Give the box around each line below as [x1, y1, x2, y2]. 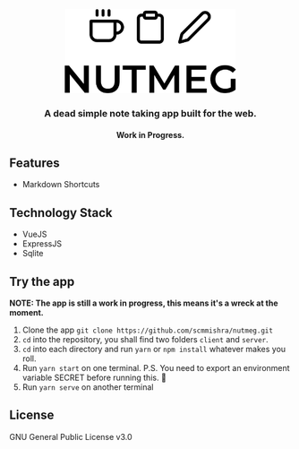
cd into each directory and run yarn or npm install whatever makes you [21, 343, 286, 354]
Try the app [9, 273, 75, 289]
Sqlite [21, 248, 44, 259]
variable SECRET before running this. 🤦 [21, 372, 167, 383]
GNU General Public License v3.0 [9, 431, 132, 442]
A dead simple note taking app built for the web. [44, 107, 257, 119]
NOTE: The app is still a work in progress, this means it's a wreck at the [9, 298, 279, 308]
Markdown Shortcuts [21, 179, 100, 190]
